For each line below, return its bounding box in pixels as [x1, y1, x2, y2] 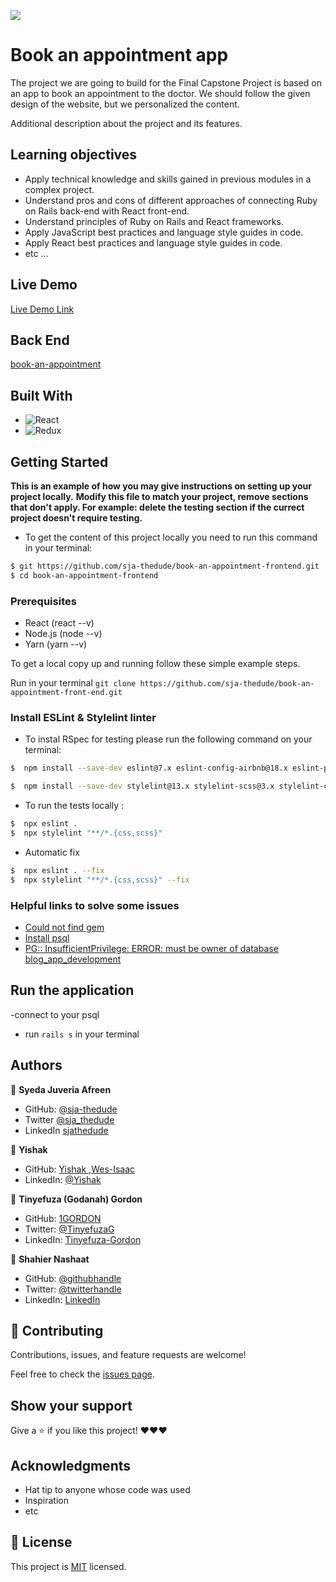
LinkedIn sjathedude [24, 1124, 109, 1136]
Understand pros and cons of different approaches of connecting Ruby [24, 194, 318, 206]
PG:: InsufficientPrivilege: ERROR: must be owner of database [24, 942, 279, 954]
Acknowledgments [10, 1457, 132, 1474]
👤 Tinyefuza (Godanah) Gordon [10, 1193, 143, 1205]
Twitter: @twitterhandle [24, 1283, 122, 1295]
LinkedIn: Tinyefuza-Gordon [24, 1233, 142, 1245]
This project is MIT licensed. [10, 1560, 127, 1572]
